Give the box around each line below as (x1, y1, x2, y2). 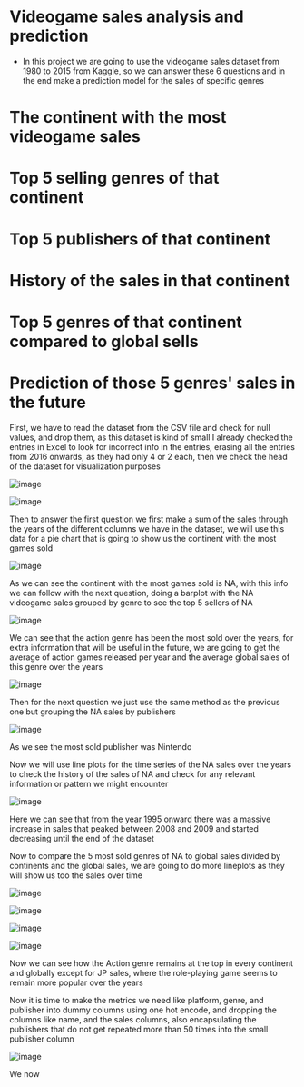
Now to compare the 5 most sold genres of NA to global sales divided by (9, 850, 281, 861)
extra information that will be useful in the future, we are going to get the (9, 642, 281, 653)
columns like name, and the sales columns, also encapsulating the (9, 1013, 257, 1024)
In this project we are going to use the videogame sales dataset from (22, 55, 279, 66)
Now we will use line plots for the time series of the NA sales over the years (9, 759, 292, 770)
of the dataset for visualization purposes (9, 461, 161, 472)
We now (9, 1068, 41, 1079)
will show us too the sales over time (9, 870, 143, 881)
